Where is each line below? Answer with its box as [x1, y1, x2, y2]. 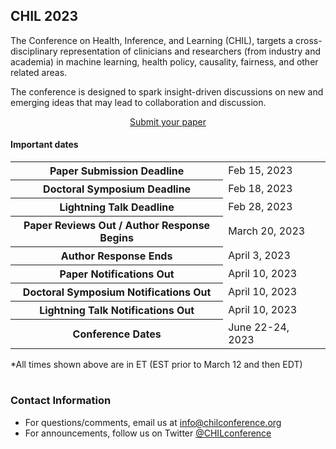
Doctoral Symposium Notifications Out [22, 285, 212, 299]
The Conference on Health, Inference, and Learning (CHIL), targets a [10, 34, 294, 46]
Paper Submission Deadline [49, 164, 185, 178]
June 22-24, [228, 320, 290, 334]
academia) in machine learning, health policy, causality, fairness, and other [10, 55, 319, 68]
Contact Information [10, 394, 112, 408]
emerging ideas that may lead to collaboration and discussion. [10, 96, 267, 108]
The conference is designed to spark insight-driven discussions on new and [10, 85, 324, 98]
